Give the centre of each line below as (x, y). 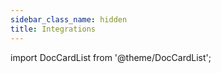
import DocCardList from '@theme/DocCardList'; (111, 57)
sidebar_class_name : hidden (69, 19)
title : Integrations (53, 29)
